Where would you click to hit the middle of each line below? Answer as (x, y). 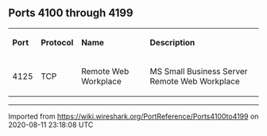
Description (172, 42)
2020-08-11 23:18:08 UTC (51, 124)
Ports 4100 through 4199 (71, 13)
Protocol (57, 42)
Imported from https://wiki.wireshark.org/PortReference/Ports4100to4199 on (133, 116)
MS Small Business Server (199, 71)
